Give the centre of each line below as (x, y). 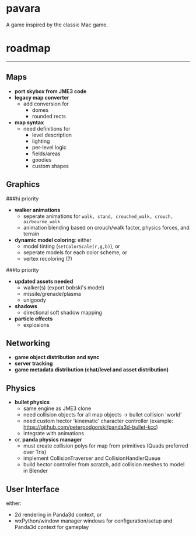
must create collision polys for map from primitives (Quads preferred (106, 446)
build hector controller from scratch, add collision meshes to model (104, 465)
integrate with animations (54, 433)
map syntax (29, 122)
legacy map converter (42, 97)
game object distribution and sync (57, 357)
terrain (31, 234)
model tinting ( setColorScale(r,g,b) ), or (72, 246)
